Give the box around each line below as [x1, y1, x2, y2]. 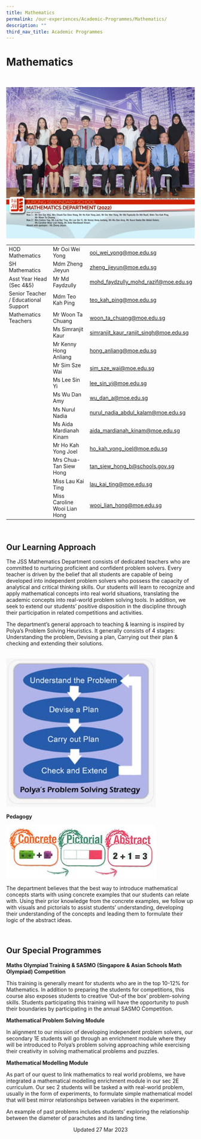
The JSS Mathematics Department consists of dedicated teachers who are [6, 558, 190, 565]
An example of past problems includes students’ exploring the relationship [6, 1108, 190, 1115]
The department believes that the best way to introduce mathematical [6, 884, 178, 891]
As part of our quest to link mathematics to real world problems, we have [6, 1071, 185, 1078]
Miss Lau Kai [53, 478, 84, 485]
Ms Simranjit [53, 326, 84, 333]
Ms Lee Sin [53, 376, 81, 384]
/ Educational [8, 296, 41, 303]
